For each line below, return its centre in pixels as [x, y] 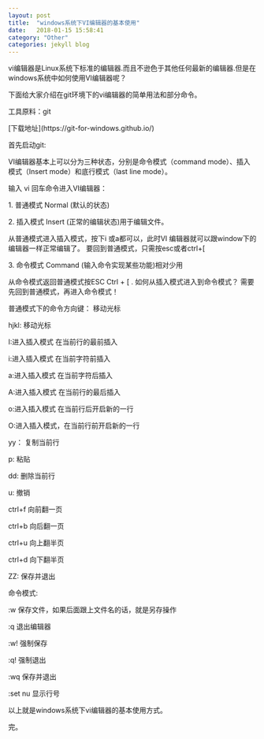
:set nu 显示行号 [34, 693]
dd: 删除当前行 [32, 476]
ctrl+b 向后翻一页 [36, 526]
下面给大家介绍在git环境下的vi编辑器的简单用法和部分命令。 [105, 95]
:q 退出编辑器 [30, 626]
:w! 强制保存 [28, 644]
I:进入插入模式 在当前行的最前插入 [63, 342]
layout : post [30, 15]
